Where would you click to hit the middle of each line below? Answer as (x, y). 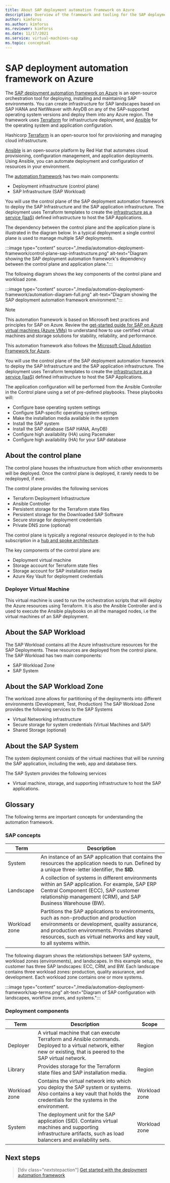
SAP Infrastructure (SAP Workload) (49, 191)
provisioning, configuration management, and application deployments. (79, 156)
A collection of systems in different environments (99, 878)
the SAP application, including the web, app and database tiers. (71, 764)
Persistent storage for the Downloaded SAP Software (68, 514)
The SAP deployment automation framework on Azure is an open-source (81, 93)
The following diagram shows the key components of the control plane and (83, 274)
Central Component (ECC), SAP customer (90, 890)
